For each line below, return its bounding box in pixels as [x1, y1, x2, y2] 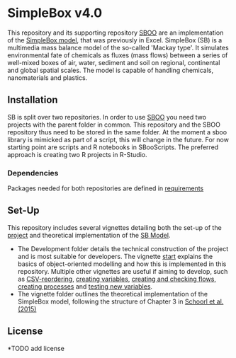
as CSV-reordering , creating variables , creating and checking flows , [17, 275, 216, 283]
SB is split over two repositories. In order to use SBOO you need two [7, 112, 207, 121]
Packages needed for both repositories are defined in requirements [7, 184, 204, 192]
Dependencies [7, 168, 59, 178]
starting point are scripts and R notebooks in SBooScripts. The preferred [7, 143, 219, 151]
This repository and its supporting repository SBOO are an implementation [7, 28, 224, 37]
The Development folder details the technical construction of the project [17, 244, 229, 253]
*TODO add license [7, 344, 65, 352]
